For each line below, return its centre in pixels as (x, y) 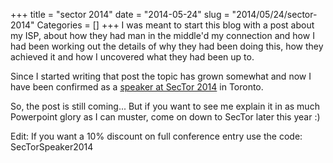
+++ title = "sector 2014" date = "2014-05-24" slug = (120, 14)
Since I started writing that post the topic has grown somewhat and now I (161, 76)
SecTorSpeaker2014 (52, 147)
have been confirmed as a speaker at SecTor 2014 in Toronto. (137, 87)
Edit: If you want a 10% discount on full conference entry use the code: (156, 136)
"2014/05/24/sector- (274, 14)
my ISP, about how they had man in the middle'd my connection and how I (162, 35)
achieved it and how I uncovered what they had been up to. (132, 57)
